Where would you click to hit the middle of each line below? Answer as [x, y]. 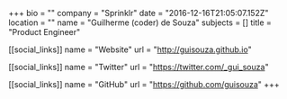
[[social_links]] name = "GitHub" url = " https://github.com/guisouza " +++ [144, 84]
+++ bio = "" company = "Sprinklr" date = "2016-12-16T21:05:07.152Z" [139, 13]
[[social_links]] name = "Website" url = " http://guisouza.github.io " [130, 49]
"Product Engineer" [45, 32]
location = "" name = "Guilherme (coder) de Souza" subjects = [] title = [140, 22]
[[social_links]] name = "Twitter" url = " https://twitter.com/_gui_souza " [139, 67]
